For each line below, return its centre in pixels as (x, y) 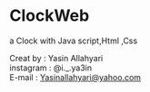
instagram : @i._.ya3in (51, 68)
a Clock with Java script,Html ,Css (74, 41)
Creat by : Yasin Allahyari (56, 58)
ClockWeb (50, 16)
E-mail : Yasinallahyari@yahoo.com (75, 77)
